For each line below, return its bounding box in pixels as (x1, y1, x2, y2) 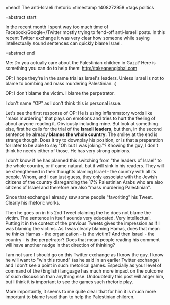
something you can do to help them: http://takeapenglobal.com (5, 65, 138, 71)
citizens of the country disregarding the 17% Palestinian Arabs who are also (5, 179, 163, 185)
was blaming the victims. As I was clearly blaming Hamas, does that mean (5, 226, 160, 231)
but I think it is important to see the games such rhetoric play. (5, 279, 133, 285)
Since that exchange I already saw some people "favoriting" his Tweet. (5, 194, 153, 200)
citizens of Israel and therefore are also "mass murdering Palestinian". (5, 185, 151, 190)
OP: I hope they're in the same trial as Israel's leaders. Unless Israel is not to (5, 75, 164, 81)
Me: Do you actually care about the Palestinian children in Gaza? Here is (5, 60, 156, 65)
